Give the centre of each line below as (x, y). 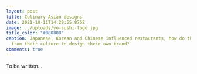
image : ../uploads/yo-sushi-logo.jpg (52, 28)
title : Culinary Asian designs (44, 17)
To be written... (24, 66)
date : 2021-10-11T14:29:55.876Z (45, 22)
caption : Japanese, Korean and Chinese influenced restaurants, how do (95, 38)
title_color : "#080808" (35, 33)
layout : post (22, 11)
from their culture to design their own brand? (71, 44)
